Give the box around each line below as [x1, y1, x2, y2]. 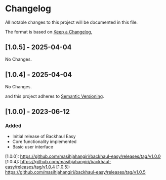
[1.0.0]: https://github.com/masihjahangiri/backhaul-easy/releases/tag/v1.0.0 [5, 153, 161, 159]
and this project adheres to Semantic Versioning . [5, 93, 105, 99]
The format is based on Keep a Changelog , [5, 29, 92, 35]
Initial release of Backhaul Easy [12, 134, 76, 140]
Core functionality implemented [12, 139, 77, 144]
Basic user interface [12, 144, 53, 150]
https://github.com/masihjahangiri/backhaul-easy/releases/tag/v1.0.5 [5, 169, 146, 175]
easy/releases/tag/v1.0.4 [5, 164, 55, 170]
